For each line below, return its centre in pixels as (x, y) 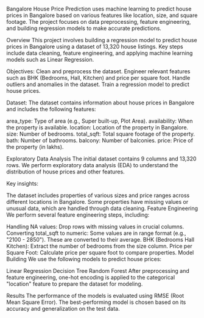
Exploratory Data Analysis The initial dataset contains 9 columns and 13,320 (101, 159)
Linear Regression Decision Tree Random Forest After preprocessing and (98, 271)
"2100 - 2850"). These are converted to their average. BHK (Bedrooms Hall (100, 240)
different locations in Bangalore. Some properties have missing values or (97, 202)
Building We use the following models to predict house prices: (84, 259)
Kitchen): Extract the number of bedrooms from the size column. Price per (100, 246)
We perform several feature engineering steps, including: (78, 215)
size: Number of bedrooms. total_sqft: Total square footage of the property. (101, 134)
